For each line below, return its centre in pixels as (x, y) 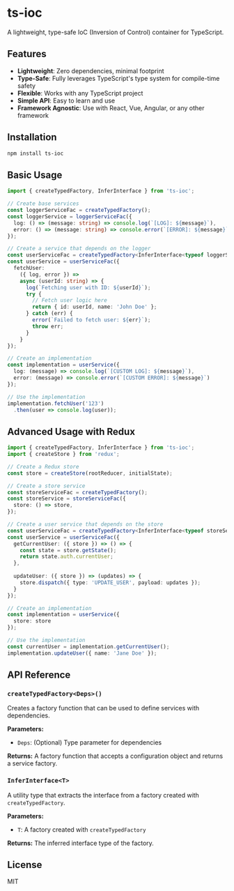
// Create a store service (46, 486)
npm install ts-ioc (36, 153)
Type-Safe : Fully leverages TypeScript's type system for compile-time (118, 78)
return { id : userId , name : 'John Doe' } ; (95, 307)
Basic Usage (35, 175)
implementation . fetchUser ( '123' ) (56, 403)
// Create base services (43, 204)
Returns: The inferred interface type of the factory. (81, 843)
